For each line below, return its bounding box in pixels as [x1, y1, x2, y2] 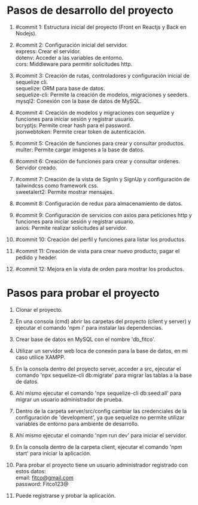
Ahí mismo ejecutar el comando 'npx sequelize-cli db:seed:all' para [15, 390, 182, 397]
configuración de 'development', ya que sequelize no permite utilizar [15, 413, 185, 421]
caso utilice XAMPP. [15, 354, 65, 361]
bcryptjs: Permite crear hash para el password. [15, 121, 132, 129]
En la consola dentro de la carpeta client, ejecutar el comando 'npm [15, 443, 182, 451]
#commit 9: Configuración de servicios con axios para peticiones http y [15, 211, 192, 218]
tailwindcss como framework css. [15, 182, 99, 189]
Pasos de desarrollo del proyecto [7, 4, 174, 17]
